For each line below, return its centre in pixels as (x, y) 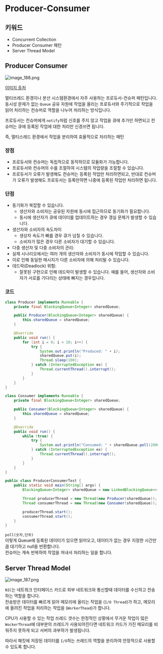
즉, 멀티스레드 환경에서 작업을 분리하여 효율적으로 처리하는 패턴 (65, 137)
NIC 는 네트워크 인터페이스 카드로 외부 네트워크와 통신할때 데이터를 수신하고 (76, 590)
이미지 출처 (16, 87)
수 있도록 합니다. (21, 647)
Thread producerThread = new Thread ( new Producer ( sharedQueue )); (90, 499)
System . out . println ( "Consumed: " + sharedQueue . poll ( (95, 445)
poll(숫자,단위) (19, 535)
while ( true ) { (38, 436)
